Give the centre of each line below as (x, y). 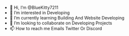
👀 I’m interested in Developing (40, 13)
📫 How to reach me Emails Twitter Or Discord (56, 28)
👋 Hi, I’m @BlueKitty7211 (34, 8)
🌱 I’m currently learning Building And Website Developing (67, 18)
